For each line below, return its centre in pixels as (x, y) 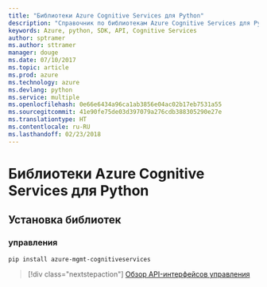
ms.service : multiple (44, 97)
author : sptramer (37, 38)
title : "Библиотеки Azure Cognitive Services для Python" (106, 16)
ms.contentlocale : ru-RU (49, 127)
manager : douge (33, 53)
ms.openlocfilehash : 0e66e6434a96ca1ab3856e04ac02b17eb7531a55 (115, 104)
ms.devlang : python (41, 90)
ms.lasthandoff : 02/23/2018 (55, 134)
